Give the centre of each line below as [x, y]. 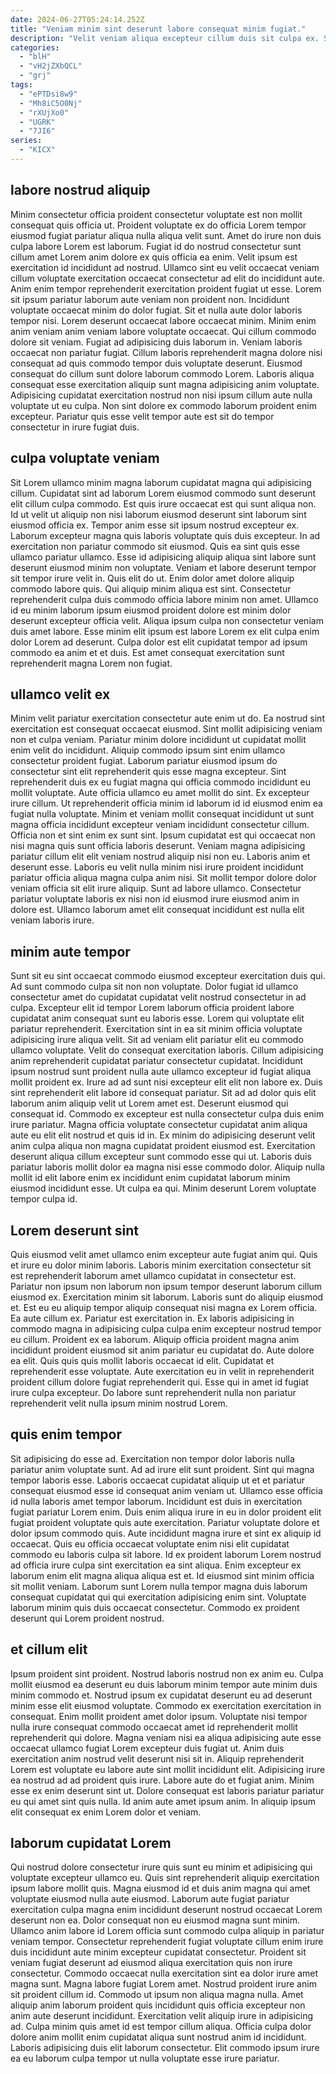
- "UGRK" [37, 122]
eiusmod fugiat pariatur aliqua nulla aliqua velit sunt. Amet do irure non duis [166, 235]
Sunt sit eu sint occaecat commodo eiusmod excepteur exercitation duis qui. [168, 976]
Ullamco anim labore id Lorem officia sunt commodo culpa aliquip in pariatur [167, 1931]
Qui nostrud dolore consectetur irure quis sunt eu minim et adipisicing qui [161, 1867]
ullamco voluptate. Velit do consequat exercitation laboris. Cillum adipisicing [167, 1050]
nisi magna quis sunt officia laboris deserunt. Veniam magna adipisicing [158, 846]
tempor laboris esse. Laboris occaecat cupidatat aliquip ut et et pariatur [158, 1480]
